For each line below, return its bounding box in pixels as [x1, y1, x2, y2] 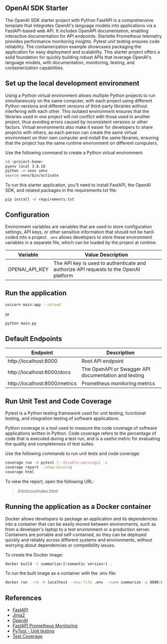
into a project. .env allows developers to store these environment [19, 234, 153, 240]
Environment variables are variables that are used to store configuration [5, 223, 152, 229]
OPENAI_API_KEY [7, 266, 49, 273]
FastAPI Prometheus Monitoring [12, 623, 78, 629]
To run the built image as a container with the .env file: [5, 570, 117, 576]
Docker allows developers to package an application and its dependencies [5, 516, 158, 522]
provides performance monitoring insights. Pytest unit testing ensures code [5, 38, 160, 44]
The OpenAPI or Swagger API [81, 366, 151, 372]
